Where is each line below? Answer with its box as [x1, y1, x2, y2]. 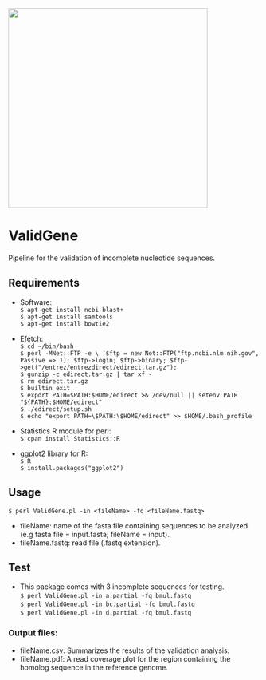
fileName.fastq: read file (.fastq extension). [19, 538, 161, 548]
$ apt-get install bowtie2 [19, 319, 110, 328]
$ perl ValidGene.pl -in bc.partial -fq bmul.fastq [19, 600, 195, 609]
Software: [19, 297, 53, 306]
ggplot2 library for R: [19, 449, 88, 458]
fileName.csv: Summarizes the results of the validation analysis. [19, 646, 230, 655]
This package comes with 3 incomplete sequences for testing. [19, 582, 225, 591]
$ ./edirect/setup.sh [19, 405, 92, 413]
